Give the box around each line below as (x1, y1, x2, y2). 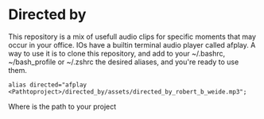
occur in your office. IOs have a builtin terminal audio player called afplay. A (8, 40, 256, 49)
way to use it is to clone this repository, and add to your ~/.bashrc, (8, 48, 226, 58)
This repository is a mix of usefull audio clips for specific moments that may (8, 32, 257, 41)
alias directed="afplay (8, 81, 87, 89)
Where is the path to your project (8, 102, 117, 111)
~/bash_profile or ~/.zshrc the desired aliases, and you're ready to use (8, 57, 239, 67)
